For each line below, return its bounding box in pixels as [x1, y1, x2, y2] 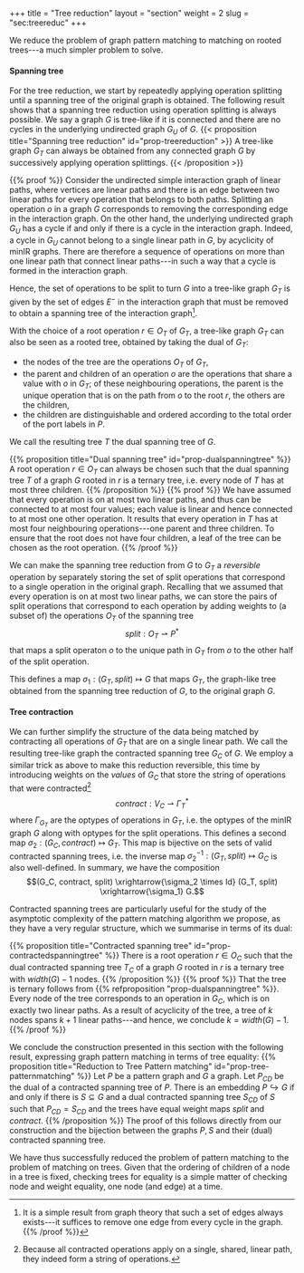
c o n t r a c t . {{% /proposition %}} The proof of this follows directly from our [9, 1114, 282, 1126]
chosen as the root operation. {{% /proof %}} [9, 543, 178, 554]
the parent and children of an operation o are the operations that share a [22, 368, 292, 379]
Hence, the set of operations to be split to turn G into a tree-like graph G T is [9, 283, 291, 296]
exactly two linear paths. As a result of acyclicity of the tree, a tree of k [9, 1005, 273, 1016]
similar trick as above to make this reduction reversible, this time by [9, 759, 261, 770]
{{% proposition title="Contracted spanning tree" [9, 940, 193, 951]
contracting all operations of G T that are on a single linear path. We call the [9, 736, 288, 749]
